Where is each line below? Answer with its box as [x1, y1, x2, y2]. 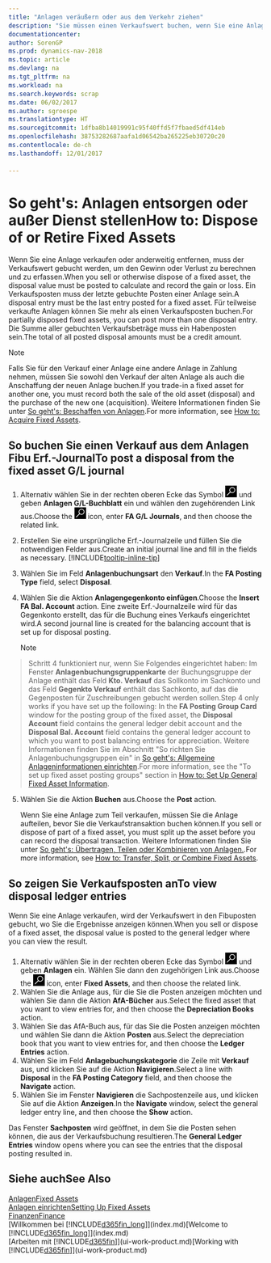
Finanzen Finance [8, 1210, 66, 1220]
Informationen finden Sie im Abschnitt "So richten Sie [27, 745, 206, 754]
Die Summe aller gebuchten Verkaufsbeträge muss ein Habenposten [8, 323, 236, 333]
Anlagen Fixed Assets [8, 1193, 79, 1203]
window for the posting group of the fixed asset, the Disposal [27, 710, 233, 720]
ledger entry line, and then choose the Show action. [19, 1108, 194, 1117]
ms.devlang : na [8, 65, 60, 73]
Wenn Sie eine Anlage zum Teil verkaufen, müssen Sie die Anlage [19, 810, 239, 820]
